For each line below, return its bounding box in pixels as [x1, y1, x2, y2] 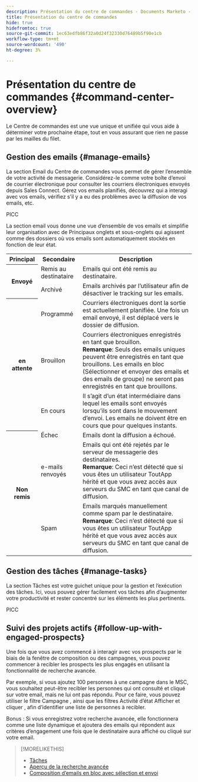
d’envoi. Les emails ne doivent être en [82, 414, 187, 422]
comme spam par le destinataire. [82, 510, 174, 517]
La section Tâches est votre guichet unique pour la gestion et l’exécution [6, 582, 182, 589]
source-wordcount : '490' [6, 42, 67, 48]
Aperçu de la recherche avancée [29, 763, 109, 770]
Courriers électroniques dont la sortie [82, 299, 186, 307]
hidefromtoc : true [6, 25, 51, 31]
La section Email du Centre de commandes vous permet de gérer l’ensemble [6, 168, 192, 175]
